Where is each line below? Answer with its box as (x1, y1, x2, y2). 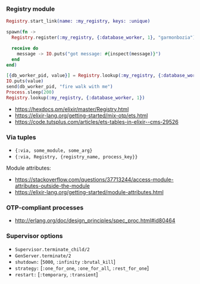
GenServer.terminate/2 (14, 252, 71, 259)
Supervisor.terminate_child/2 (14, 246, 90, 252)
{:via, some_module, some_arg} (14, 148, 93, 154)
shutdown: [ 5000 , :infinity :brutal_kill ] (14, 258, 116, 265)
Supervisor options (6, 232, 63, 240)
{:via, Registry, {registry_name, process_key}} (14, 154, 138, 160)
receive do (11, 45, 39, 51)
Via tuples (6, 133, 36, 141)
